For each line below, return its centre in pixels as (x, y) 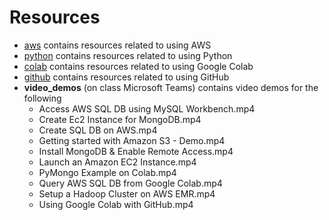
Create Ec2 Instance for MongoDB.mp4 (120, 119)
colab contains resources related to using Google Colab (138, 66)
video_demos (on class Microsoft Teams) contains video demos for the (171, 87)
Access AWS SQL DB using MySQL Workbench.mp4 (147, 108)
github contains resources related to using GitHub (126, 77)
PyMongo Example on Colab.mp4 (107, 172)
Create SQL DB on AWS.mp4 (98, 130)
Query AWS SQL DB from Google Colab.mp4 (130, 183)
